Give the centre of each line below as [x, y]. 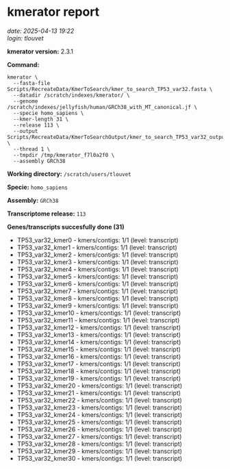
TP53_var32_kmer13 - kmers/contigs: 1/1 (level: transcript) [99, 334]
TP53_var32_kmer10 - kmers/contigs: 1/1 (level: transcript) [99, 313]
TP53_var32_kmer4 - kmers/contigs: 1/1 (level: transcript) [98, 269]
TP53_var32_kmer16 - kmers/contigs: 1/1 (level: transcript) [99, 356]
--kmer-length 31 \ [41, 119]
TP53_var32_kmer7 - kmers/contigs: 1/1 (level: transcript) [98, 291]
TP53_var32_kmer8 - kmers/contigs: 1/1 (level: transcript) [98, 298]
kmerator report [53, 12]
